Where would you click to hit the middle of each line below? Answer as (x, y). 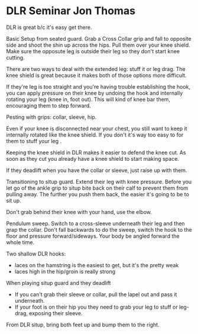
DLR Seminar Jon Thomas (71, 11)
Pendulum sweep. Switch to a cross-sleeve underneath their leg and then (95, 223)
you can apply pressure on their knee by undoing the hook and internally (95, 93)
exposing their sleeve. (56, 313)
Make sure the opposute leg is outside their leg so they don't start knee (93, 51)
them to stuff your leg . (34, 141)
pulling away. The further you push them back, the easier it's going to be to (98, 194)
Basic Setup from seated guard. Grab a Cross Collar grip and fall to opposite (99, 38)
